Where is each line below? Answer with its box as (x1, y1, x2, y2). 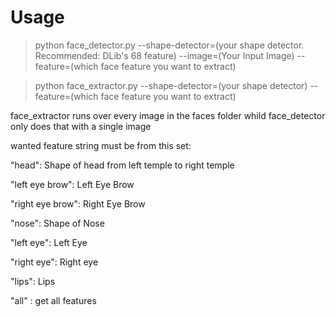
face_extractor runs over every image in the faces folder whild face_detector (10, 109, 326, 121)
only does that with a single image (10, 120, 152, 132)
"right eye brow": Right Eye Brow (10, 197, 146, 210)
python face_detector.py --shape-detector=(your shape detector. (34, 39, 305, 51)
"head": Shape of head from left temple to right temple (10, 159, 235, 171)
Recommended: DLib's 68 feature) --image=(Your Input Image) (34, 49, 295, 61)
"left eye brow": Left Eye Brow (10, 178, 135, 190)
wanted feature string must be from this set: (10, 139, 192, 151)
